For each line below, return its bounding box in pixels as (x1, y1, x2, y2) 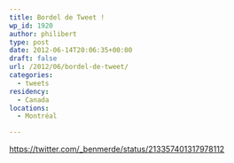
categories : (9, 71, 53, 80)
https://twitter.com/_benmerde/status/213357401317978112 (9, 144, 225, 155)
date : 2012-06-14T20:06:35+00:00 (9, 46, 133, 55)
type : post (9, 37, 50, 47)
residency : (9, 87, 50, 96)
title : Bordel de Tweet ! (9, 12, 105, 22)
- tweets (17, 79, 50, 88)
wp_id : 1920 (9, 21, 53, 30)
